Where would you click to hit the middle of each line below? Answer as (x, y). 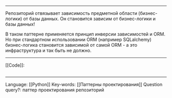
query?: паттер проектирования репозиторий (55, 90)
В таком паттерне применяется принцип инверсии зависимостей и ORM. (85, 34)
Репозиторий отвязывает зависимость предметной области (71, 13)
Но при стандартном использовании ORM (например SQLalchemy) (79, 40)
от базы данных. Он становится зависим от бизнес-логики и (89, 19)
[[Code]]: (15, 65)
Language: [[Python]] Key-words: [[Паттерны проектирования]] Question (84, 84)
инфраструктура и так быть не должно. (48, 50)
